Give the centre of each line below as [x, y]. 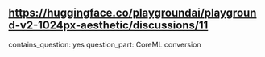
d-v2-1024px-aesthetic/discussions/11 [108, 26]
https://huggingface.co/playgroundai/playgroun [132, 13]
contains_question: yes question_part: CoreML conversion [105, 44]
